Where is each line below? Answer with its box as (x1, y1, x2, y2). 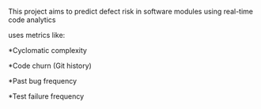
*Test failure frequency (8, 92, 85, 101)
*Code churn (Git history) (8, 61, 93, 70)
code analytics (8, 15, 56, 24)
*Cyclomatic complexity (8, 46, 87, 54)
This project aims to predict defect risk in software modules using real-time (8, 7, 253, 16)
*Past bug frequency (8, 77, 78, 85)
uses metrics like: (8, 31, 66, 39)
